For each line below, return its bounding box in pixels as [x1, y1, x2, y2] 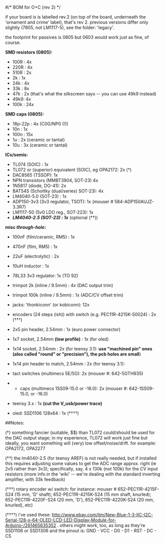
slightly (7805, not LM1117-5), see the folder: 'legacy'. [5, 24, 115, 30]
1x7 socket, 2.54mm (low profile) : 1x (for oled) [12, 336, 109, 342]
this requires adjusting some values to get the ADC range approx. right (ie [5, 460, 157, 466]
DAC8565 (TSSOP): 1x [12, 172, 58, 178]
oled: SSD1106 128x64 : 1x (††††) [12, 410, 79, 416]
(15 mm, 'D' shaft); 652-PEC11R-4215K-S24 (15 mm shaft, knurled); [14, 491, 152, 497]
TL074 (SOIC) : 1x [12, 161, 49, 167]
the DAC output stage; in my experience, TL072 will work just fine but [5, 435, 148, 440]
